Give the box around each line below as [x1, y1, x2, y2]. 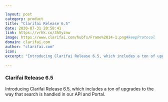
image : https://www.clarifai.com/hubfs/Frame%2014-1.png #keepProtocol [5, 35, 155, 40]
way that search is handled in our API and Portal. [5, 91, 105, 97]
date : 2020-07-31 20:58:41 [5, 25, 61, 30]
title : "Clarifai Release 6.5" [5, 21, 70, 26]
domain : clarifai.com [5, 39, 50, 45]
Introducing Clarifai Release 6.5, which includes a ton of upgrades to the [5, 85, 154, 91]
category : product [5, 16, 43, 21]
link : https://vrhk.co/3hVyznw [5, 30, 70, 35]
